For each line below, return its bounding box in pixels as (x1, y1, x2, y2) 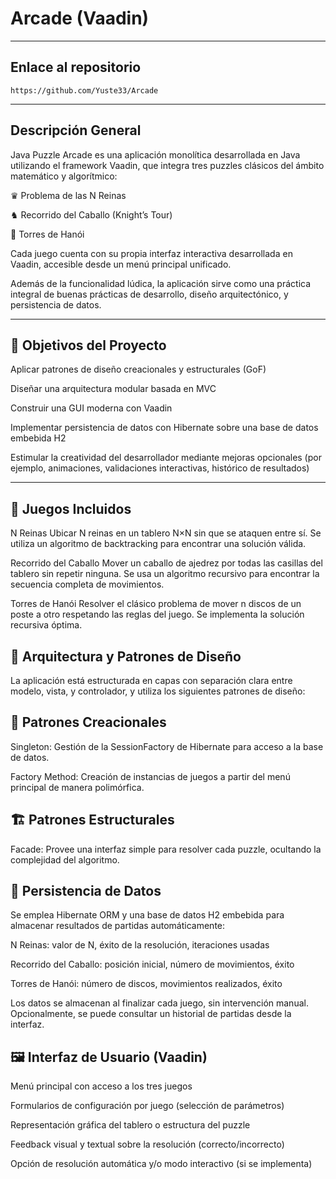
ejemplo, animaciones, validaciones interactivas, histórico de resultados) (10, 462, 310, 474)
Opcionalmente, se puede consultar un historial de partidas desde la (10, 1008, 292, 1020)
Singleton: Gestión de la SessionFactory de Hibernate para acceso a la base (10, 740, 324, 752)
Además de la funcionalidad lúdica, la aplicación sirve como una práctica (10, 277, 312, 289)
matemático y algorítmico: (10, 170, 118, 182)
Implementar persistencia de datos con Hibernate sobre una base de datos (10, 422, 319, 434)
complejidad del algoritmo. (10, 853, 120, 866)
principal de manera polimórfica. (10, 781, 145, 793)
